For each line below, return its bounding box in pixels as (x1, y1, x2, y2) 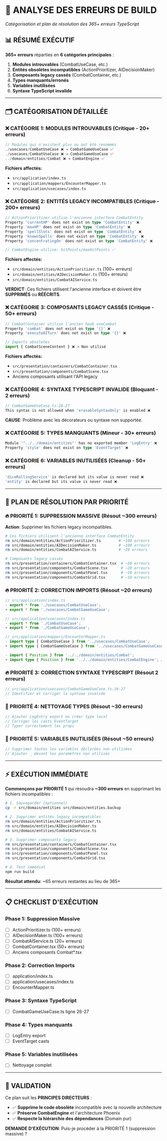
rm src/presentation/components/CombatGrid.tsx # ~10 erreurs (5, 574, 150, 580)
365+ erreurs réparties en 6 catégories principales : (5, 52, 114, 58)
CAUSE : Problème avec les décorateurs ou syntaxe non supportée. (5, 417, 143, 423)
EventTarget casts (12, 1038, 50, 1044)
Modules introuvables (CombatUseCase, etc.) (12, 61, 108, 67)
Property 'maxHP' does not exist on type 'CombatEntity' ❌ (5, 224, 131, 229)
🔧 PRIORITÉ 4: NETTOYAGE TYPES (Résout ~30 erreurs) (5, 703, 143, 710)
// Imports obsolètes (5, 340, 50, 345)
